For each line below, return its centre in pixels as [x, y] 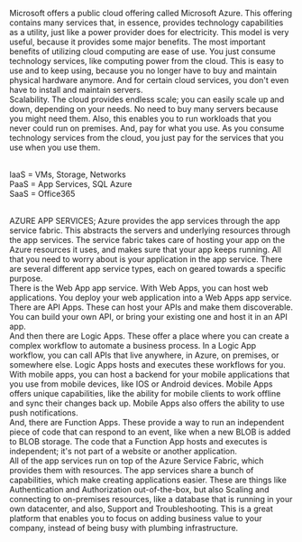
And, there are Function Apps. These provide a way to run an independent [147, 422]
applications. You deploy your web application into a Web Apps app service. [151, 298]
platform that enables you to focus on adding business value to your [136, 518]
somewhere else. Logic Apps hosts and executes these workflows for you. [147, 364]
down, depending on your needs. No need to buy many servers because [144, 109]
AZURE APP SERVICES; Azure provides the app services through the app [145, 221]
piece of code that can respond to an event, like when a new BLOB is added [150, 432]
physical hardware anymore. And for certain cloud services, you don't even [149, 80]
